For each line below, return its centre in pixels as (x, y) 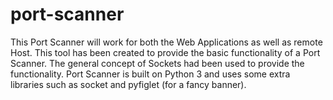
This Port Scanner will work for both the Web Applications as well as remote (166, 42)
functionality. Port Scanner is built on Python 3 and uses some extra (150, 74)
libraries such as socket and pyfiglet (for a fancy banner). (128, 84)
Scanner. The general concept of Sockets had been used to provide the (157, 63)
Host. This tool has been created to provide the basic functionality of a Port (165, 52)
